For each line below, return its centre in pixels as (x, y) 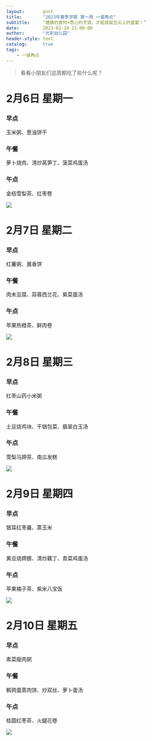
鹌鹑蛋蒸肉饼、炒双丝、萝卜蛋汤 (44, 690)
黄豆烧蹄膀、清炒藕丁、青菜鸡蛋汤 (47, 558)
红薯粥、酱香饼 (24, 264)
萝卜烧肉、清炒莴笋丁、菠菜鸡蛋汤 (47, 163)
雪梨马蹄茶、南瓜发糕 (32, 457)
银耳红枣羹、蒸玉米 (29, 528)
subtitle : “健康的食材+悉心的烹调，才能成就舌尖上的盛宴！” (76, 22)
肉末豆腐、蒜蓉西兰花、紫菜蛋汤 (44, 295)
